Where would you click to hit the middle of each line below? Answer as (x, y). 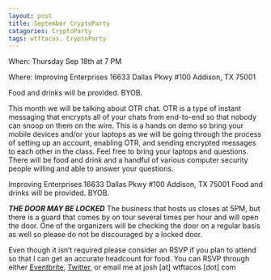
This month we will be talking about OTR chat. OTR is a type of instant (125, 108)
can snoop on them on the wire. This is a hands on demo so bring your (126, 125)
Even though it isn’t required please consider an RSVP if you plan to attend (132, 250)
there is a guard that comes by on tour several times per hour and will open (133, 217)
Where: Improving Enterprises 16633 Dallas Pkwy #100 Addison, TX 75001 (132, 77)
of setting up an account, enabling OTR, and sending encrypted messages (132, 143)
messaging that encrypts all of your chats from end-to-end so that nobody (133, 117)
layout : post (30, 16)
